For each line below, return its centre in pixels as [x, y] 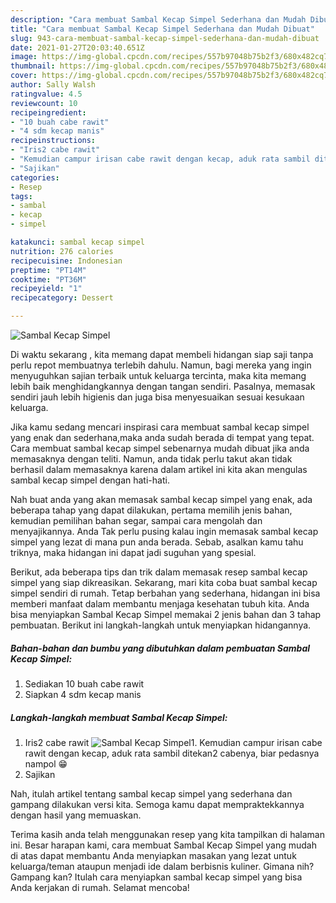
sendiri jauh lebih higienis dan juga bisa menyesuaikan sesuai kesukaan [157, 397]
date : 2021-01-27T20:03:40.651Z [77, 47]
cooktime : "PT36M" [48, 279]
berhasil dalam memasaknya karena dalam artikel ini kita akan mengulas [159, 469]
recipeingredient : [48, 112]
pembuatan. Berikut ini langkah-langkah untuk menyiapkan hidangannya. [161, 625]
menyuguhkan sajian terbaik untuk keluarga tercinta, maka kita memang [158, 375]
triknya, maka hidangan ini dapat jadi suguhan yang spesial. [133, 552]
